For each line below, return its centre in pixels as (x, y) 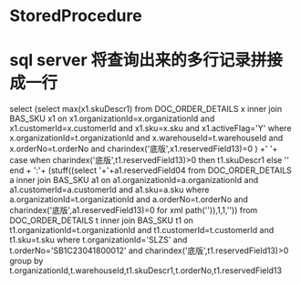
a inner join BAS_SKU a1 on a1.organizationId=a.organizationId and (134, 180)
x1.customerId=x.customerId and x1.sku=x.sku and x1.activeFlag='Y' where (150, 128)
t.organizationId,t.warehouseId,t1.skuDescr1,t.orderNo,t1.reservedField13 (146, 270)
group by (26, 261)
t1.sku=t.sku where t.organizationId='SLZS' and (99, 240)
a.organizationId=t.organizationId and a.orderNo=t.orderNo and (129, 199)
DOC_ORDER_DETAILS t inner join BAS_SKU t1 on (102, 220)
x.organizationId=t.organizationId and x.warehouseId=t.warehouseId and (146, 138)
